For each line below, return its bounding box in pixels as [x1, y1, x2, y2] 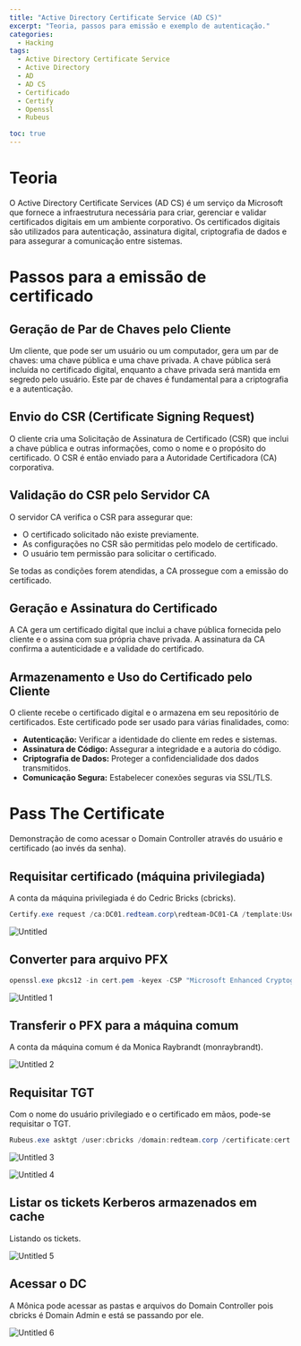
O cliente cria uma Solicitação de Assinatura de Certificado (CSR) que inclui [9, 433, 289, 444]
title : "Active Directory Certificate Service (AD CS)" [9, 13, 222, 22]
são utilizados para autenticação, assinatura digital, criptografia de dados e [9, 226, 288, 237]
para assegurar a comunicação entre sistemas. [9, 235, 183, 246]
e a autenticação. [9, 383, 73, 394]
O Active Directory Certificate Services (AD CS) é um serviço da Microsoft [9, 197, 284, 208]
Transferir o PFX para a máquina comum [9, 1018, 239, 1033]
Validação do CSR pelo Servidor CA [9, 487, 211, 503]
